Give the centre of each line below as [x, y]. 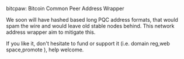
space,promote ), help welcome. [45, 50]
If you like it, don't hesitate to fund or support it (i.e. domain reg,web [88, 44]
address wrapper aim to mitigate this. [51, 32]
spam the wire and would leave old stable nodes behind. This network [90, 26]
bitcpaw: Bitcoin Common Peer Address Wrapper [65, 8]
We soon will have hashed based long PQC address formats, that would [92, 20]
